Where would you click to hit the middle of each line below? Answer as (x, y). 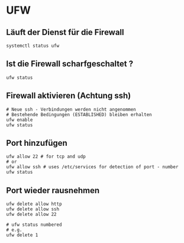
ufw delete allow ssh (33, 209)
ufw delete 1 (22, 235)
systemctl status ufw (33, 46)
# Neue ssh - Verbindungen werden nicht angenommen (71, 109)
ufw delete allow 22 (32, 215)
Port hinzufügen (37, 143)
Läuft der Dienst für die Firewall (65, 32)
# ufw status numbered (34, 225)
